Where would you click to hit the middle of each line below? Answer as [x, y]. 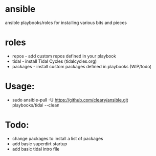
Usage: [20, 86]
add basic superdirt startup [40, 144]
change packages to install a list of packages [58, 138]
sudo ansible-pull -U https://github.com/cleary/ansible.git [70, 100]
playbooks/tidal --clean [36, 105]
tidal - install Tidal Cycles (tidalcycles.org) [54, 61]
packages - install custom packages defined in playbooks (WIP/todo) [82, 66]
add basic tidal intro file [36, 149]
